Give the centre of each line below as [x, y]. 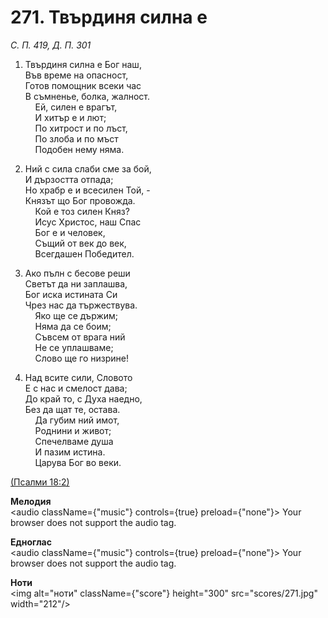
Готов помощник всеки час [83, 85]
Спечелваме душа [74, 441]
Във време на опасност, [76, 75]
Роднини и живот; [73, 430]
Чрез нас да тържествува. [81, 305]
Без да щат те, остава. [72, 409]
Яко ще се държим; [76, 315]
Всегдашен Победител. [84, 253]
